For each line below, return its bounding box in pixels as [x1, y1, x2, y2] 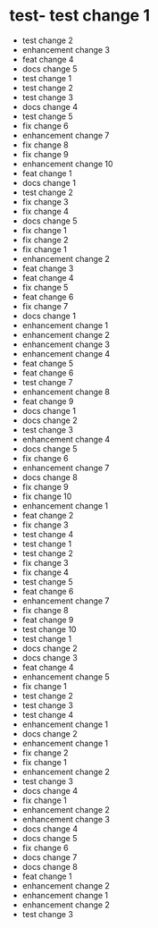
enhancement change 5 [21, 671, 110, 682]
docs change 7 [21, 851, 78, 863]
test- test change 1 [9, 5, 150, 26]
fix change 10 [21, 491, 72, 502]
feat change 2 [21, 510, 74, 520]
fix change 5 [21, 282, 69, 292]
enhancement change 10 [21, 158, 113, 169]
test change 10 [21, 623, 77, 635]
